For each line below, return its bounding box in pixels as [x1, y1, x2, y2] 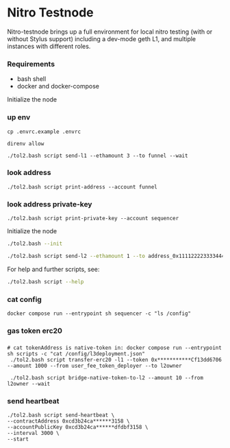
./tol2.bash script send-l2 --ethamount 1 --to [7, 252, 146, 259]
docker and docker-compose [16, 82, 99, 91]
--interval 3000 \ [7, 430, 60, 437]
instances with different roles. [7, 42, 91, 50]
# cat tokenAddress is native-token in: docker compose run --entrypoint [7, 344, 222, 351]
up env [7, 113, 31, 122]
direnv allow [7, 140, 44, 147]
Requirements [7, 59, 55, 69]
